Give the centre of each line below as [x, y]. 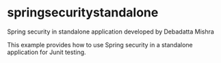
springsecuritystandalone [83, 13]
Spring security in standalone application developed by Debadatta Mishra [110, 32]
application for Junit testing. [47, 52]
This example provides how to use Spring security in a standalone [100, 45]
